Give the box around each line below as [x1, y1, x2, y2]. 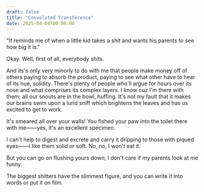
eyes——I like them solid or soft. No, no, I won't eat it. [6, 143, 141, 150]
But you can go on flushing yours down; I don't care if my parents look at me [6, 154, 199, 162]
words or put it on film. [6, 179, 63, 187]
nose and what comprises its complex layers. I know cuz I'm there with [6, 87, 184, 94]
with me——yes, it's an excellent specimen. [6, 124, 116, 132]
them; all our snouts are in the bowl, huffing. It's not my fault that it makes [6, 93, 191, 101]
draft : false [6, 9, 40, 15]
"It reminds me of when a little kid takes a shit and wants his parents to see [6, 37, 194, 44]
